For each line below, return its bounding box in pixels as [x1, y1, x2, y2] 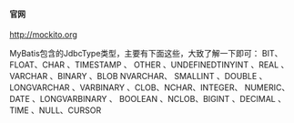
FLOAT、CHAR [9, 59, 66, 70]
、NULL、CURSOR [30, 105, 102, 116]
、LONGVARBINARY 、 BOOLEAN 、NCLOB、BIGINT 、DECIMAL [31, 94, 276, 105]
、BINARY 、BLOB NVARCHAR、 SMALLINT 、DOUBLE [49, 71, 258, 82]
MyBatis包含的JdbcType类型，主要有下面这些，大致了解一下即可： [9, 48, 260, 59]
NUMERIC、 [244, 82, 290, 93]
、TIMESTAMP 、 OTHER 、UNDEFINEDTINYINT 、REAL [66, 59, 279, 70]
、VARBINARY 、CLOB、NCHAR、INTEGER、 [71, 82, 243, 93]
